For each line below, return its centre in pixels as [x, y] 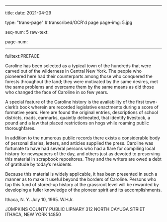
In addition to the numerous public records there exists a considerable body [83, 138]
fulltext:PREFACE [22, 56]
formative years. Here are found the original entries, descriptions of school [82, 112]
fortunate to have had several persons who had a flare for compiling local [80, 148]
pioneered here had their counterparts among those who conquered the [79, 76]
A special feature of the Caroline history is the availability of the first [75, 102]
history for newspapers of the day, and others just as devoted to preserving [83, 154]
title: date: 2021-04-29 [28, 13]
